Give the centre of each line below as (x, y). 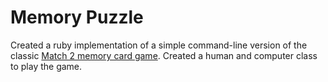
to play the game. (46, 66)
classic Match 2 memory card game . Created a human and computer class (164, 55)
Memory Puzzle (77, 17)
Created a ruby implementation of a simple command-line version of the (159, 45)
